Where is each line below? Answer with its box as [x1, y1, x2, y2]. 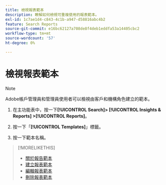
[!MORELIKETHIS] [17, 144, 55, 151]
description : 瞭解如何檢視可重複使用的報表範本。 [5, 12, 99, 17]
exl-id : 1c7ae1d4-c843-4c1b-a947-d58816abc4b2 [5, 17, 106, 22]
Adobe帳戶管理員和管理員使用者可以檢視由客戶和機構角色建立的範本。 [5, 96, 153, 102]
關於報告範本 [25, 155, 52, 161]
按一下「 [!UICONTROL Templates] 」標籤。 [12, 124, 104, 130]
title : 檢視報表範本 [5, 7, 44, 13]
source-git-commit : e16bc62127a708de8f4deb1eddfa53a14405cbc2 [5, 26, 140, 31]
